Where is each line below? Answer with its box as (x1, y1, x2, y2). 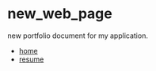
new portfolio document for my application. (7, 31, 148, 40)
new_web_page (7, 5, 112, 23)
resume (18, 54, 44, 64)
